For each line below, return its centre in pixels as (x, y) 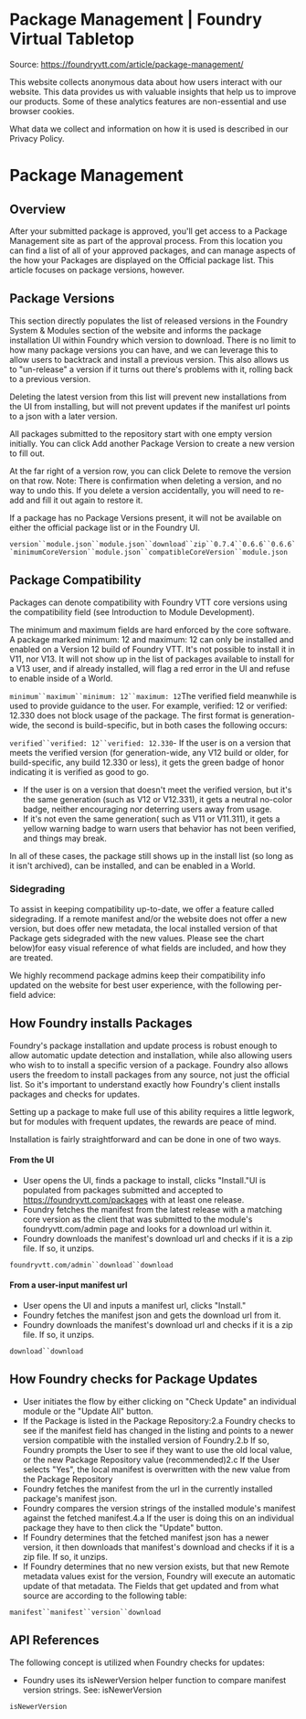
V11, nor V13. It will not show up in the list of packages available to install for (152, 659)
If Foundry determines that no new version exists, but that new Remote (156, 1566)
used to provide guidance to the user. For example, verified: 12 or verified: (148, 706)
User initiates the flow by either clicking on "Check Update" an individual (159, 1401)
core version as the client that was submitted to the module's (137, 1219)
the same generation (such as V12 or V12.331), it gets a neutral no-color (158, 799)
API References (54, 1640)
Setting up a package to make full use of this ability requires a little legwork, (152, 1111)
